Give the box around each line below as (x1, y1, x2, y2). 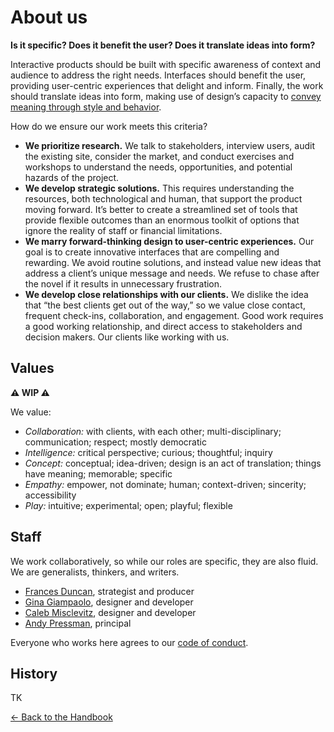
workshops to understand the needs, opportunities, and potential (24, 161, 293, 173)
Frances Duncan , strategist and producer (24, 585, 195, 597)
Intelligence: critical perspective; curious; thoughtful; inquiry (24, 446, 273, 458)
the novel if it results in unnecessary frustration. (24, 277, 223, 290)
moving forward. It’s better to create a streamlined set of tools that (24, 203, 298, 215)
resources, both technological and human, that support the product (24, 192, 303, 205)
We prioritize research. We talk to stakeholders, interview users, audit (24, 139, 316, 151)
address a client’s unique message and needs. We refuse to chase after (24, 267, 320, 279)
